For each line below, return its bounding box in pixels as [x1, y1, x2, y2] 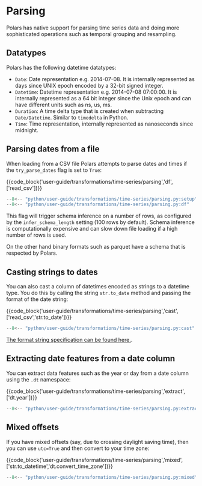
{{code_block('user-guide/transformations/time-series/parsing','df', [6, 178, 173, 185]
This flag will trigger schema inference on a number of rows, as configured [6, 212, 192, 220]
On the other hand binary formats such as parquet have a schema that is [6, 243, 186, 251]
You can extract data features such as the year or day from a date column [6, 369, 189, 377]
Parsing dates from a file [6, 144, 100, 154]
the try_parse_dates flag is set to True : [6, 166, 102, 174]
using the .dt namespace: [6, 375, 71, 383]
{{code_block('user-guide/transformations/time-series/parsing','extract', [6, 387, 185, 395]
